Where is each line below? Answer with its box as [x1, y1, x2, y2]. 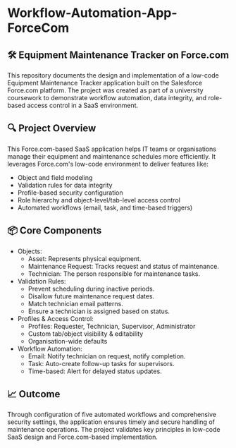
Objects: [17, 247, 42, 255]
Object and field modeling [17, 173, 93, 181]
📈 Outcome [7, 388, 61, 400]
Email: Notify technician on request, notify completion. [27, 351, 186, 361]
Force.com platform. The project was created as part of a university [7, 86, 204, 95]
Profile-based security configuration [17, 188, 123, 197]
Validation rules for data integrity [17, 181, 113, 189]
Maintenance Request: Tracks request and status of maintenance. [27, 262, 220, 270]
